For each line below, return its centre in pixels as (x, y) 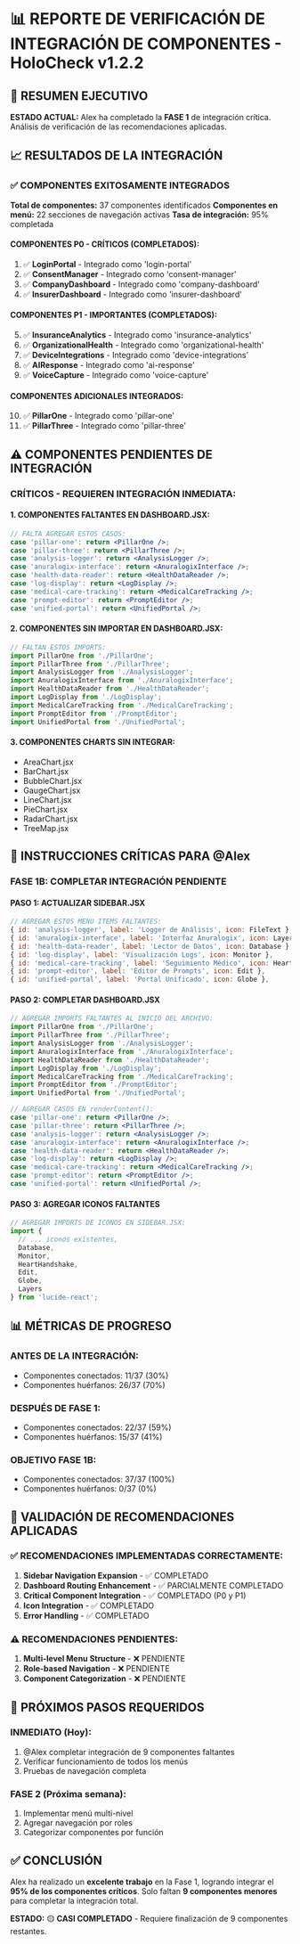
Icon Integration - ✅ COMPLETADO (89, 1605)
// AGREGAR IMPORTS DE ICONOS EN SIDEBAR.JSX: (98, 1223)
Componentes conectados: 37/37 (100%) (99, 1479)
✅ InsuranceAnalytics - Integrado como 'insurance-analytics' (137, 335)
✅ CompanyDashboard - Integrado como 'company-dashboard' (142, 284)
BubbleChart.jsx (53, 780)
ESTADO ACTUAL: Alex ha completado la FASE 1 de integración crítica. (141, 117)
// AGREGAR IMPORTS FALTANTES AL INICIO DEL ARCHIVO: (112, 1018)
